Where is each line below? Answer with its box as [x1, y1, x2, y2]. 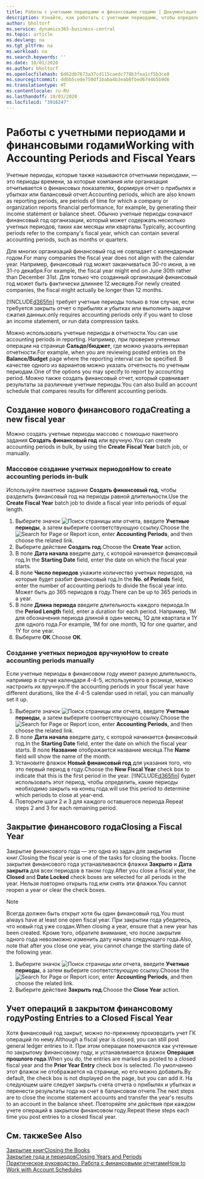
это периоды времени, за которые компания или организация [6, 177, 168, 185]
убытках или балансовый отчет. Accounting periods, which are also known [6, 191, 195, 198]
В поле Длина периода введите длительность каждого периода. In [15, 601, 189, 608]
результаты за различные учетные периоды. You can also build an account [6, 381, 197, 388]
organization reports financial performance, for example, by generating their [6, 203, 197, 211]
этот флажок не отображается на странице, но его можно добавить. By [6, 1068, 191, 1075]
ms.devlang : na [6, 37, 45, 43]
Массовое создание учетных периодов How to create [6, 465, 172, 474]
